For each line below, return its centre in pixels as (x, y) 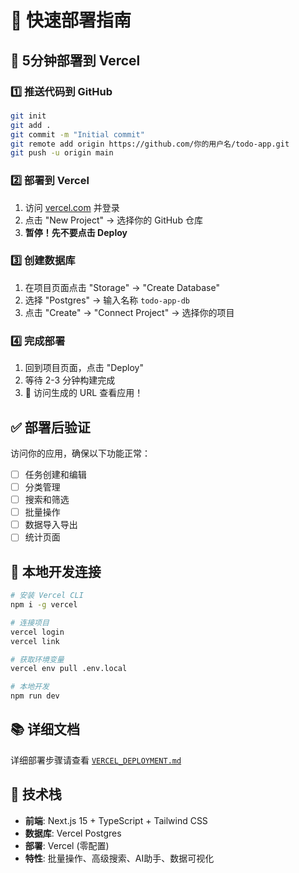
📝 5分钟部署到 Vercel (75, 60)
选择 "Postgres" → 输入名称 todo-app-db (107, 300)
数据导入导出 (51, 525)
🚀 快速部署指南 (71, 20)
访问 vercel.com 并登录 (72, 207)
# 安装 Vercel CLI (47, 596)
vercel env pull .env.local (69, 669)
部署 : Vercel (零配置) (67, 845)
